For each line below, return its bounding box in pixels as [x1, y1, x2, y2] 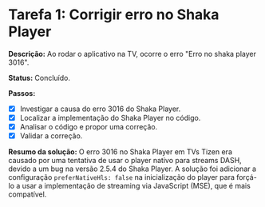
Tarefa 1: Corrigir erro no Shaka [8, 6, 220, 24]
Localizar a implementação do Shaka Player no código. [19, 113, 201, 122]
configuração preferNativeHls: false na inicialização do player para [8, 173, 235, 182]
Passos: [8, 88, 36, 98]
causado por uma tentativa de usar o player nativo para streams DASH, [8, 156, 242, 165]
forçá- [236, 173, 257, 182]
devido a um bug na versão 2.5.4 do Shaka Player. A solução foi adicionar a [8, 164, 257, 173]
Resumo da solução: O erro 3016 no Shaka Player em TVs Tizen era [8, 147, 233, 157]
